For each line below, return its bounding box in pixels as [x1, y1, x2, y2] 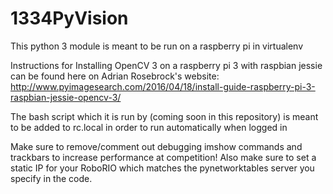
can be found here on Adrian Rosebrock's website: [10, 70, 220, 82]
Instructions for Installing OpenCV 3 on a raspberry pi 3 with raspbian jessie [10, 59, 323, 71]
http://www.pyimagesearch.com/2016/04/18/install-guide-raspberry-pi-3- [10, 80, 316, 92]
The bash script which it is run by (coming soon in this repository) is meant [10, 110, 319, 122]
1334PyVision [10, 7, 129, 30]
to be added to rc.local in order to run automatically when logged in [10, 121, 288, 133]
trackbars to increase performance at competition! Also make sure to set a [10, 151, 317, 163]
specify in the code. [10, 172, 93, 184]
